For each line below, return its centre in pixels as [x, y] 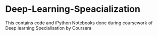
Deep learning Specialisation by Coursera [48, 28]
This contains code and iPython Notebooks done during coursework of [79, 23]
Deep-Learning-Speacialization [73, 9]
